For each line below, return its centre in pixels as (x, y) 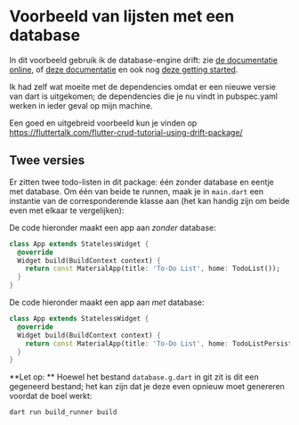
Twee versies (47, 161)
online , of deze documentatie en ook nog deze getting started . (124, 69)
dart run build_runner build (63, 413)
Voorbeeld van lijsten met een (122, 16)
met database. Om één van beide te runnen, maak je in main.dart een (137, 191)
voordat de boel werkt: (51, 396)
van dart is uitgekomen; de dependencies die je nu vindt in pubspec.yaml (144, 96)
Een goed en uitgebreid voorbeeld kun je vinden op (103, 123)
